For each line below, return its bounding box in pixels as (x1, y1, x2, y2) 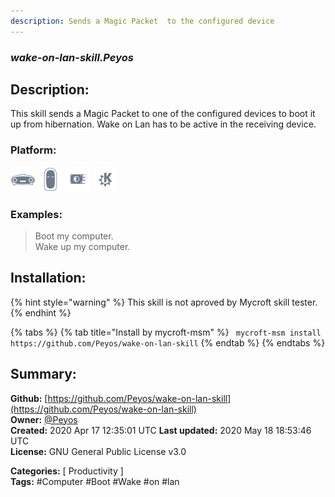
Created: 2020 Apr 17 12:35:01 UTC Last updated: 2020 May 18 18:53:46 (10, 424, 312, 436)
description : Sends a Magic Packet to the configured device (10, 16, 275, 26)
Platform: (10, 143, 57, 157)
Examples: (10, 207, 63, 221)
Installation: (10, 270, 87, 287)
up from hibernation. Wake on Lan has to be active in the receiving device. (10, 118, 317, 130)
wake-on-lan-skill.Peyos (10, 50, 134, 64)
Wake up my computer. (34, 240, 131, 252)
